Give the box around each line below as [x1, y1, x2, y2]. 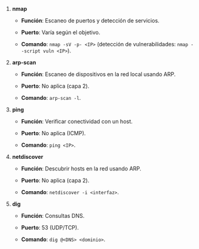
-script [21, 48, 41, 54]
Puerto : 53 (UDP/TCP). [21, 224, 79, 231]
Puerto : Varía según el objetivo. [21, 29, 101, 36]
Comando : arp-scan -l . [21, 94, 81, 101]
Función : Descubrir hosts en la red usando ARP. [21, 165, 141, 172]
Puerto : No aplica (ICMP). [21, 130, 86, 136]
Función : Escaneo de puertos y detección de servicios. [21, 17, 160, 24]
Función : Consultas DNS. [21, 212, 85, 219]
